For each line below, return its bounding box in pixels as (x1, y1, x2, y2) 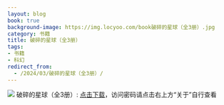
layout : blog (7, 10, 46, 18)
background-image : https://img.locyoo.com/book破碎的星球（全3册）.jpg (7, 23, 215, 31)
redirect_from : (7, 63, 53, 70)
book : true (7, 17, 40, 24)
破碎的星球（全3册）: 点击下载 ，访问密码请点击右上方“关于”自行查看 (16, 90, 217, 99)
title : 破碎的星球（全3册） (7, 37, 81, 44)
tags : (7, 43, 24, 50)
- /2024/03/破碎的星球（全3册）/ (14, 70, 103, 77)
